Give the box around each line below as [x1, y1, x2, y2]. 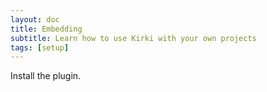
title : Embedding [10, 24, 83, 34]
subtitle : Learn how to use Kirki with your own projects [10, 33, 257, 43]
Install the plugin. [10, 70, 82, 82]
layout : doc [10, 14, 60, 25]
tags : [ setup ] [10, 42, 70, 53]
